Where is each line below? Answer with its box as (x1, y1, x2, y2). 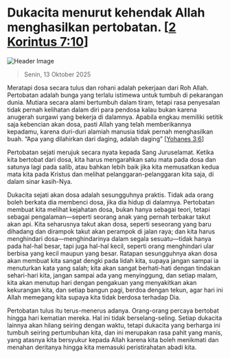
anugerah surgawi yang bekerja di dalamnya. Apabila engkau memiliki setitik (7, 112, 223, 121)
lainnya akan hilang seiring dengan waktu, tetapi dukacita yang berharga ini (7, 321, 221, 329)
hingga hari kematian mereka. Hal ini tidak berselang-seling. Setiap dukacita (7, 313, 222, 322)
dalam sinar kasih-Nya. (7, 177, 73, 185)
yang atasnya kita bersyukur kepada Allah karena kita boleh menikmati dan (7, 335, 219, 344)
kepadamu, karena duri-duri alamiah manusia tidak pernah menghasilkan (7, 127, 214, 136)
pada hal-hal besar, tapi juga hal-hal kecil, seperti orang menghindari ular (7, 242, 215, 250)
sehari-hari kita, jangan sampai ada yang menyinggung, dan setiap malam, (7, 271, 218, 280)
